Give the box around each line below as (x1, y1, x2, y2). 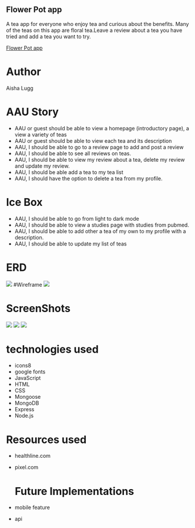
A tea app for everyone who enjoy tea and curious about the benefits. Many (6, 20, 189, 27)
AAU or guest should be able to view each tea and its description (14, 137, 172, 144)
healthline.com (14, 452, 51, 460)
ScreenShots (6, 301, 70, 315)
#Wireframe (13, 281, 42, 288)
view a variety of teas (14, 131, 67, 138)
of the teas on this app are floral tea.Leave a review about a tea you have (6, 27, 183, 34)
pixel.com (14, 464, 39, 471)
